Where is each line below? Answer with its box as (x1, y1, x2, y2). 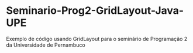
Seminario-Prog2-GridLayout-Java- (6, 4, 184, 17)
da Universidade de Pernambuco (6, 41, 86, 48)
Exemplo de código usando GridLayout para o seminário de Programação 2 (6, 35, 188, 42)
